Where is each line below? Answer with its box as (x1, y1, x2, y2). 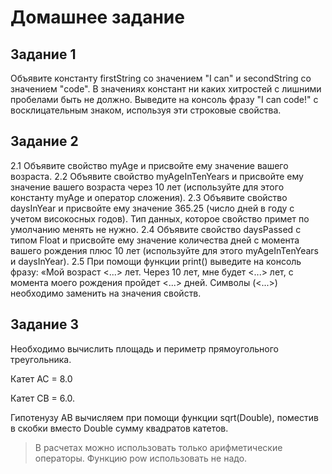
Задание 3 (10, 316, 79, 333)
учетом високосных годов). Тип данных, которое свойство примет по (10, 212, 310, 225)
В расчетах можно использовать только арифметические (34, 441, 283, 453)
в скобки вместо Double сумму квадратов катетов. (10, 422, 229, 434)
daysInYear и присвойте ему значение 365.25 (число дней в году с (10, 202, 295, 214)
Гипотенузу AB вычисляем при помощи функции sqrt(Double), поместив (10, 411, 319, 423)
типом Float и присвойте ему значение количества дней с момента (10, 234, 300, 246)
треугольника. (10, 353, 72, 365)
